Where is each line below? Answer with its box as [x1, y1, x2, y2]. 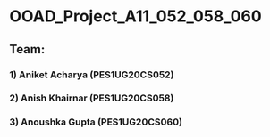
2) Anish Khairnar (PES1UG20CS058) [9, 92, 174, 104]
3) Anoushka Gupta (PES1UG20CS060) [9, 116, 183, 128]
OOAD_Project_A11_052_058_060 [9, 6, 262, 27]
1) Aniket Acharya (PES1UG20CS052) [9, 68, 174, 81]
